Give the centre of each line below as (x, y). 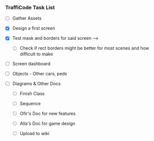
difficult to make (36, 54)
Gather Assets (27, 18)
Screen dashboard (31, 63)
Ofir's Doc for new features (48, 113)
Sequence (30, 103)
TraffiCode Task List (30, 7)
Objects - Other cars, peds (40, 73)
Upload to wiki (35, 133)
